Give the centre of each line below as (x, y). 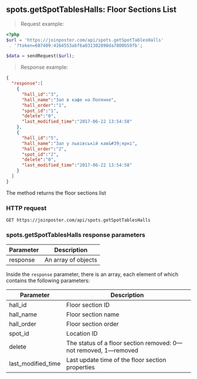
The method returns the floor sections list (56, 192)
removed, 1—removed (108, 350)
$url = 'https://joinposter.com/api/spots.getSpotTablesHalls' (85, 40)
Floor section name (93, 314)
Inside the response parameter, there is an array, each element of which (92, 275)
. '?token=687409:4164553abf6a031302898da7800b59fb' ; (76, 45)
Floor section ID (88, 305)
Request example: (42, 23)
